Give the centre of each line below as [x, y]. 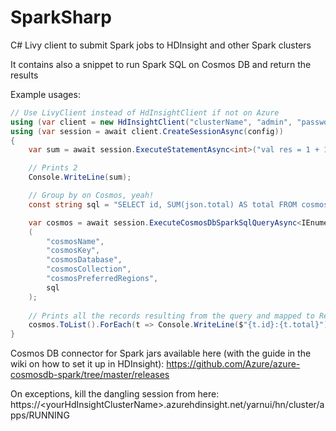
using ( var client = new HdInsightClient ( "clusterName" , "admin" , [151, 122]
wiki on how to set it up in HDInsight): [87, 364]
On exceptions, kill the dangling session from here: [115, 394]
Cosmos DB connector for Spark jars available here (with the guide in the [161, 353]
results [24, 75]
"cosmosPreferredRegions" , [102, 279]
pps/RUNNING [40, 415]
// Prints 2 [53, 168]
